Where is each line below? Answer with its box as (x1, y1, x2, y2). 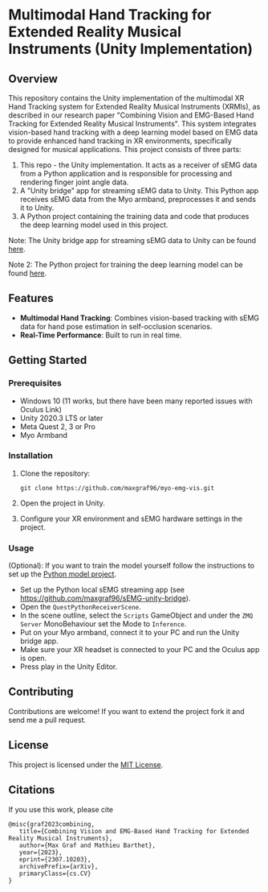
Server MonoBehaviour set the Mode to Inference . (19, 619, 187, 629)
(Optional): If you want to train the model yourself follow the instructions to (8, 561, 255, 571)
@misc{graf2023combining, (8, 820, 95, 828)
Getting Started (8, 353, 87, 367)
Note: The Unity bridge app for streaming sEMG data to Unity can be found (8, 236, 257, 245)
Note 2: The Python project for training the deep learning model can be (8, 260, 243, 269)
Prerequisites (8, 378, 62, 389)
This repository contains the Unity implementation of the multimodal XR (8, 93, 245, 102)
